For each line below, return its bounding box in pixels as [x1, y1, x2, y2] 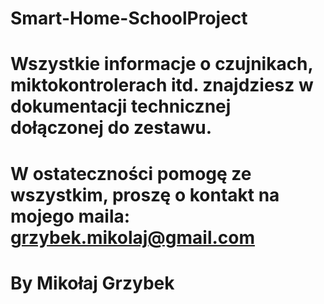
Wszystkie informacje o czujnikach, [10, 53, 314, 76]
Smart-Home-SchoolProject [10, 7, 248, 30]
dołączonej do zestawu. [10, 117, 213, 139]
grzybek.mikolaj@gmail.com [10, 226, 256, 249]
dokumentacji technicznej [10, 95, 232, 118]
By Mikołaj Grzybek [10, 272, 175, 294]
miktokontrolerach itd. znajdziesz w [10, 74, 314, 97]
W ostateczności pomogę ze [10, 162, 252, 185]
